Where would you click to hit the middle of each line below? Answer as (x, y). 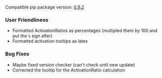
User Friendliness (27, 20)
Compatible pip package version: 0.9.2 (45, 7)
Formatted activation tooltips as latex (50, 41)
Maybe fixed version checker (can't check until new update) (74, 65)
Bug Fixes (17, 54)
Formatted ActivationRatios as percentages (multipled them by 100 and (85, 31)
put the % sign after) (32, 36)
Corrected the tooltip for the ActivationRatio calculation (69, 70)
